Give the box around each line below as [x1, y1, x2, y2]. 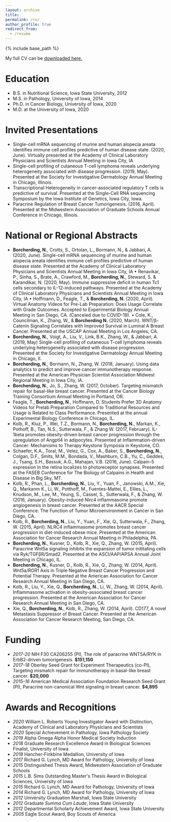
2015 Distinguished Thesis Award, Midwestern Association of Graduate [12, 762, 162, 768]
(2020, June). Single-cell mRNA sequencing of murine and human [12, 252, 152, 258]
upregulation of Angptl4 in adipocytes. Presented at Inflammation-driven [12, 437, 166, 443]
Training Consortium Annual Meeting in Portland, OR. [12, 393, 124, 399]
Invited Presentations [5, 124, 99, 136]
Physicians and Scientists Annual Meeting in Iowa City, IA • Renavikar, [12, 268, 160, 274]
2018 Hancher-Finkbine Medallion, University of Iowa [12, 751, 125, 757]
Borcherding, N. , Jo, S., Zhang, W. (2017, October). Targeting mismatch [12, 382, 163, 389]
